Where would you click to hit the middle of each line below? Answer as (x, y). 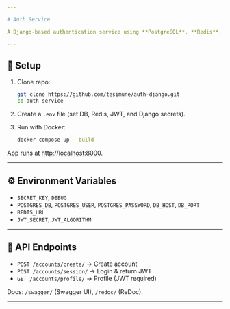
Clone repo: (34, 82)
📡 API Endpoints (42, 247)
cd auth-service (40, 101)
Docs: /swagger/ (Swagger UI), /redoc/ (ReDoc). (75, 291)
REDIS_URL (31, 212)
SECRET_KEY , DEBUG (42, 197)
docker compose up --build (55, 140)
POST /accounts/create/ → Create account (77, 264)
